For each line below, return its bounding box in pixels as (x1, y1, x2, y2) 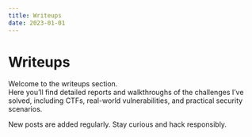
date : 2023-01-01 (8, 19, 66, 27)
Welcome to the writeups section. (8, 79, 118, 89)
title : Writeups (8, 11, 62, 20)
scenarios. (8, 105, 43, 114)
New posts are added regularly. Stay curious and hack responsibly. (8, 120, 227, 129)
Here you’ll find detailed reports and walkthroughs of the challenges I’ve (8, 88, 244, 97)
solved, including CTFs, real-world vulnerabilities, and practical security (8, 96, 243, 105)
